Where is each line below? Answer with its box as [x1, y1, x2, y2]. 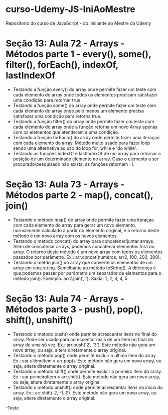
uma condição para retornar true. [13, 97, 82, 103]
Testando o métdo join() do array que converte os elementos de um [13, 259, 153, 265]
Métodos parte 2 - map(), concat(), [6, 189, 153, 201]
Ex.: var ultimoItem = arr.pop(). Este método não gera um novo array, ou [13, 358, 162, 364]
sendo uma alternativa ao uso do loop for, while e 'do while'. [13, 145, 137, 151]
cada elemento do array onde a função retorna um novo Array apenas [13, 124, 157, 130]
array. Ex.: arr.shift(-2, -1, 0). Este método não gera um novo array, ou [13, 389, 157, 395]
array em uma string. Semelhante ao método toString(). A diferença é [13, 265, 156, 271]
